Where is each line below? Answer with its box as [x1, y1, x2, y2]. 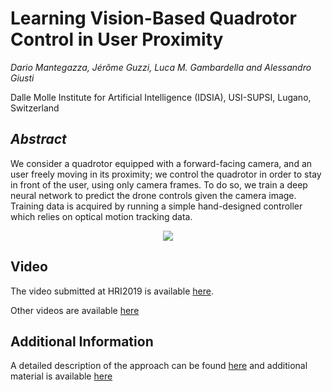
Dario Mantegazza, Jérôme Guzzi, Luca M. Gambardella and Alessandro [10, 61, 312, 73]
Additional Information [10, 333, 154, 350]
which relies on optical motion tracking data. [10, 210, 193, 222]
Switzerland [10, 102, 60, 114]
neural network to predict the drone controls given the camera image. [10, 189, 297, 201]
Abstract [10, 131, 67, 148]
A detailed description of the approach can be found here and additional [10, 360, 308, 372]
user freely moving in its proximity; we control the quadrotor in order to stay [10, 168, 322, 180]
